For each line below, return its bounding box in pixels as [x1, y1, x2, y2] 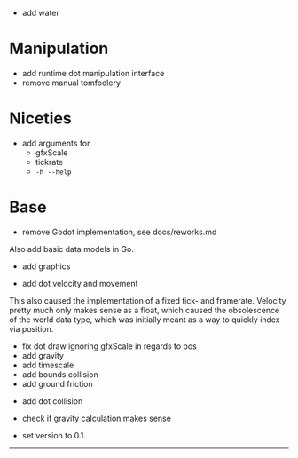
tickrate [35, 156, 64, 167]
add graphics [21, 261, 71, 272]
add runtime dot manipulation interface [21, 67, 165, 78]
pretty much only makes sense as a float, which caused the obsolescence [9, 304, 280, 315]
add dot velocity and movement [21, 278, 138, 288]
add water [21, 8, 59, 18]
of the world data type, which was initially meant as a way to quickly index [9, 314, 281, 325]
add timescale [21, 359, 74, 370]
